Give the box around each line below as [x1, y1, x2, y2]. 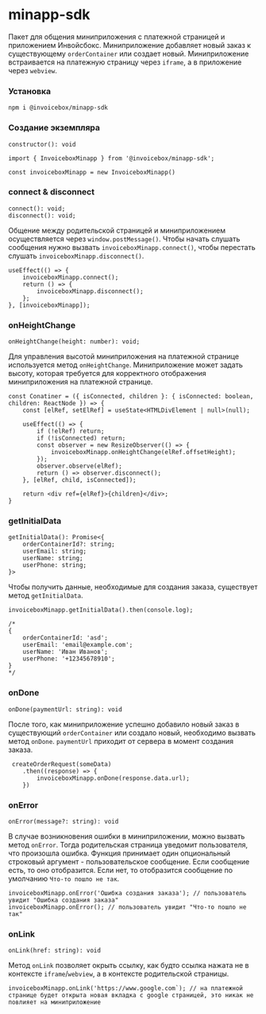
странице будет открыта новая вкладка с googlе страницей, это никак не [8, 992, 254, 1000]
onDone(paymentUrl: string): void [8, 705, 123, 714]
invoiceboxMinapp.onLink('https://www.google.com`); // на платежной [8, 985, 244, 992]
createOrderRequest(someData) [11, 760, 112, 768]
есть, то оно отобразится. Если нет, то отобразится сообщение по [8, 866, 233, 875]
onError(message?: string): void [8, 818, 119, 826]
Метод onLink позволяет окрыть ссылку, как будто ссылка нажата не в [8, 961, 249, 970]
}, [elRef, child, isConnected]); [22, 476, 137, 484]
